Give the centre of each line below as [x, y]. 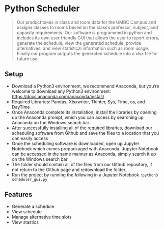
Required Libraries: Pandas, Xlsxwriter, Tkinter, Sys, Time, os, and [78, 102]
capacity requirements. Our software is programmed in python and [84, 32]
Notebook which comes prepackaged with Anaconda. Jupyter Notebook [85, 148]
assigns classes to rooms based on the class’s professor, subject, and [87, 27]
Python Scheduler [42, 9]
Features [18, 195]
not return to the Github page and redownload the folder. [69, 170]
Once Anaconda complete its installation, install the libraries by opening [84, 112]
